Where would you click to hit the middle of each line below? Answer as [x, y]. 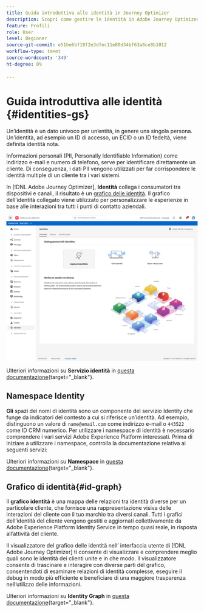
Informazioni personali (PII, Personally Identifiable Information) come [92, 156]
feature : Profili [28, 26]
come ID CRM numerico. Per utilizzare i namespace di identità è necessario [100, 430]
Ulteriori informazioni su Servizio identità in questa [70, 370]
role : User [20, 32]
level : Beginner [27, 39]
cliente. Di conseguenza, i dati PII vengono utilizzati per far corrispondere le [101, 169]
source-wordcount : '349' [38, 58]
